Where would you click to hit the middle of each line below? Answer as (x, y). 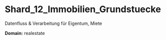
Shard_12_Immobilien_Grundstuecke (83, 9)
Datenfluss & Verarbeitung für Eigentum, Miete (54, 23)
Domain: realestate (25, 33)
